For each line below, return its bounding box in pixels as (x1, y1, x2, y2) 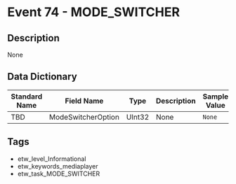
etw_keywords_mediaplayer (17, 162, 98, 170)
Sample (202, 92, 229, 101)
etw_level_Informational (17, 155, 86, 163)
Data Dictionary (7, 71, 77, 83)
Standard (11, 92, 43, 101)
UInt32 (126, 112, 150, 122)
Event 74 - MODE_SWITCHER (7, 4, 181, 20)
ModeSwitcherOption (48, 112, 119, 122)
